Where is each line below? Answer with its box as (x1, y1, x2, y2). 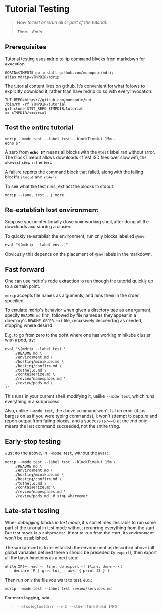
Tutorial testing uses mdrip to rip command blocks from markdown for (5, 56, 145, 62)
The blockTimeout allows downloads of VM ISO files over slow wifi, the (5, 154, 147, 160)
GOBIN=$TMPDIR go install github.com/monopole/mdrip (5, 70, 114, 75)
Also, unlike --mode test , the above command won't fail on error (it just (5, 408, 147, 414)
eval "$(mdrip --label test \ (5, 347, 66, 352)
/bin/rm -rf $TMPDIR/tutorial (5, 102, 66, 107)
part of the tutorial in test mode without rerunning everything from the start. (5, 525, 156, 531)
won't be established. (5, 535, 49, 541)
